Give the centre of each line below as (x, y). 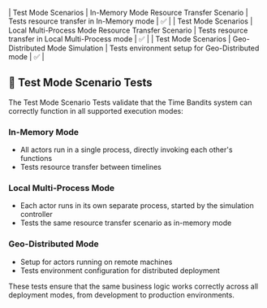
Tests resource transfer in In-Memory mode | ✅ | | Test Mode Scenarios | (131, 21)
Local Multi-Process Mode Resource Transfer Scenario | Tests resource (128, 30)
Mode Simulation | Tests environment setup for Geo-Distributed (153, 48)
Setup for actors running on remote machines (96, 262)
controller (36, 215)
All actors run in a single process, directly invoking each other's (126, 150)
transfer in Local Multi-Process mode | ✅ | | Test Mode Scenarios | (120, 39)
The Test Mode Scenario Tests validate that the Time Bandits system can (130, 102)
